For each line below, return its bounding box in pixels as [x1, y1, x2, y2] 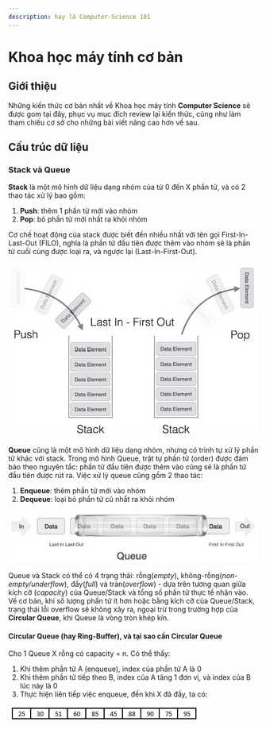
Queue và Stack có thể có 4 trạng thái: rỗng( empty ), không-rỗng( [8, 571, 222, 580]
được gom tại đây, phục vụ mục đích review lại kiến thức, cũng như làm [8, 109, 241, 118]
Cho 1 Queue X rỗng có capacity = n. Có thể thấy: [8, 649, 171, 658]
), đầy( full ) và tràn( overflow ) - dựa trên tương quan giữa [64, 580, 246, 589]
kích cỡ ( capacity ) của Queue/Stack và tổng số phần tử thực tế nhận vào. [8, 588, 249, 597]
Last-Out [8, 238, 37, 248]
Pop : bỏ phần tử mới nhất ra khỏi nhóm [19, 214, 148, 224]
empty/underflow [8, 580, 65, 589]
